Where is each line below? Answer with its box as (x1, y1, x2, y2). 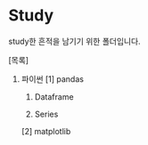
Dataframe (34, 91, 74, 102)
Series (34, 109, 59, 119)
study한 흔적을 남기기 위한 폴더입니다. (8, 36, 141, 46)
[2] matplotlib (21, 125, 71, 136)
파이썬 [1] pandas (21, 73, 84, 85)
